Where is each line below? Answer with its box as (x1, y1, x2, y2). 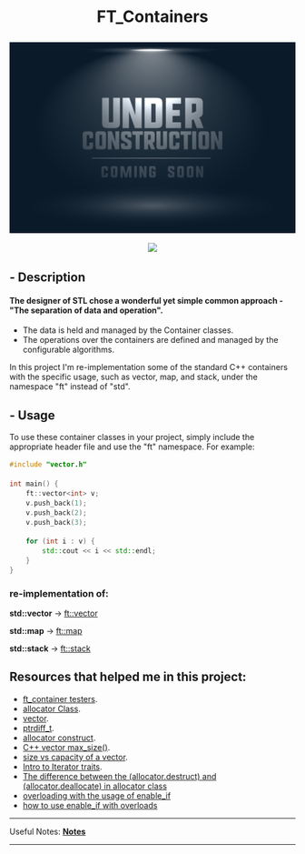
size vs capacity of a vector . (22, 751, 129, 762)
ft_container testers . (22, 693, 98, 704)
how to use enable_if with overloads (22, 799, 158, 810)
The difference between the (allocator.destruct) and (22, 770, 217, 781)
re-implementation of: (9, 587, 109, 599)
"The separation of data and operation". (9, 305, 163, 316)
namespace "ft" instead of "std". (9, 381, 131, 392)
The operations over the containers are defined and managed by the (22, 335, 279, 346)
